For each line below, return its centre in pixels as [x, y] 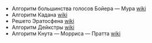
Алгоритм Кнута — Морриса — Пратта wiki [66, 34]
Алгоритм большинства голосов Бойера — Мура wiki [79, 9]
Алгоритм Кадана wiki [39, 15]
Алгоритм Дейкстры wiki [43, 27]
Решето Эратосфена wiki [43, 21]
